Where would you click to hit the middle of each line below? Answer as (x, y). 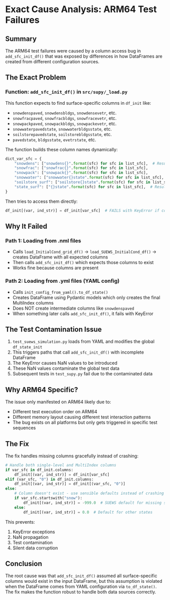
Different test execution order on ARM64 (55, 412)
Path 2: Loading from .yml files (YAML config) (62, 281)
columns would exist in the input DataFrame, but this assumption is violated (84, 581)
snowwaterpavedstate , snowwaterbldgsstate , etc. (62, 129)
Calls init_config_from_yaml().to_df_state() (60, 292)
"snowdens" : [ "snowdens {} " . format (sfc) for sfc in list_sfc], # (85, 163)
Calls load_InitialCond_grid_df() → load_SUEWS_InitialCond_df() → (84, 252)
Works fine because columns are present (55, 268)
